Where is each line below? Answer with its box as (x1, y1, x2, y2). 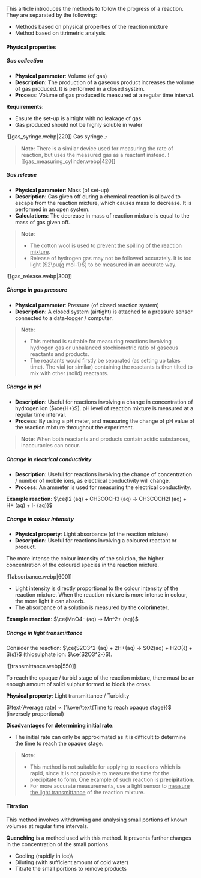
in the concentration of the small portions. (6, 840, 110, 847)
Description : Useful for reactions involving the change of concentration (14, 471, 193, 478)
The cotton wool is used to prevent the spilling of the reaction (29, 242, 182, 249)
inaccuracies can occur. (20, 442, 80, 449)
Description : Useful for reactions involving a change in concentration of (14, 398, 193, 405)
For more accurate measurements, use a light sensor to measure (29, 782, 190, 790)
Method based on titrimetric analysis (14, 29, 106, 37)
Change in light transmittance (6, 630, 83, 636)
